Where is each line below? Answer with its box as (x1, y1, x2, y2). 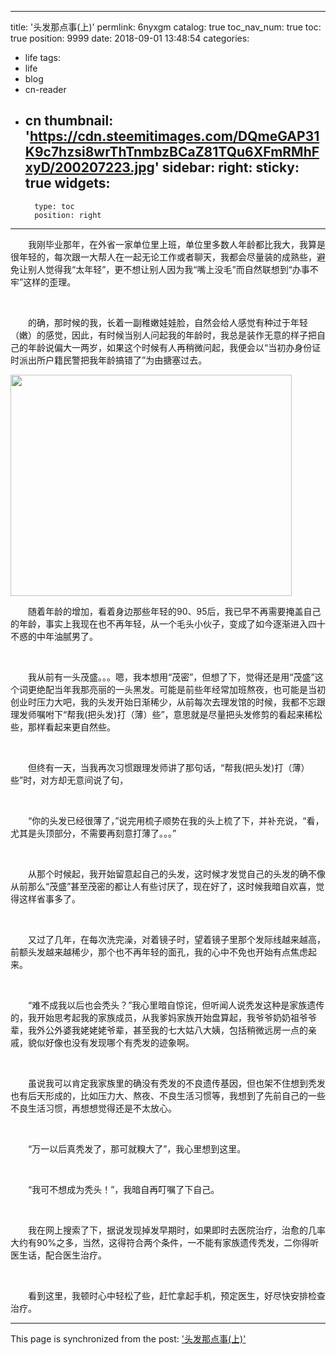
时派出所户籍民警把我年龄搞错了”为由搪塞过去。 (10, 354, 208, 366)
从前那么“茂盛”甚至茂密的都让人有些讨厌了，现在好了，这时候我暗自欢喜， (10, 880, 317, 892)
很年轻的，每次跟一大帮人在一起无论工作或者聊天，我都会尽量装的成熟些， (10, 251, 317, 263)
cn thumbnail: (24, 112, 114, 130)
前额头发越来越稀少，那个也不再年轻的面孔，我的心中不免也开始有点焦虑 (10, 946, 308, 958)
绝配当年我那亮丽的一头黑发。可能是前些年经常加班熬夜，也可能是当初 (36, 683, 326, 695)
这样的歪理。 (23, 276, 77, 288)
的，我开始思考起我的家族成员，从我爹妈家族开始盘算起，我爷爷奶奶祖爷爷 (10, 1011, 317, 1023)
